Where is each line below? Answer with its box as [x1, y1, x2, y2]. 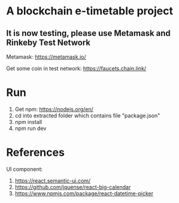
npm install [14, 118, 43, 125]
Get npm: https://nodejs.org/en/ [14, 105, 94, 113]
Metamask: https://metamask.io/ [6, 53, 87, 60]
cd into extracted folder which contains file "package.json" [14, 112, 160, 119]
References [6, 146, 65, 159]
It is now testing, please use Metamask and [6, 28, 171, 38]
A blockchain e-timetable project [6, 4, 174, 18]
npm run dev [14, 125, 47, 132]
